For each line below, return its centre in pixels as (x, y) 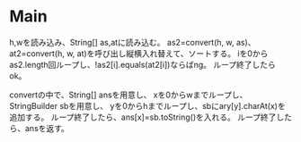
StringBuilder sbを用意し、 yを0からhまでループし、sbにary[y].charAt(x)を (147, 105)
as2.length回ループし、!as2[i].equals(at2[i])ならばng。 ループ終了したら (143, 64)
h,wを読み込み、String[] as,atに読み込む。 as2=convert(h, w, (122, 42)
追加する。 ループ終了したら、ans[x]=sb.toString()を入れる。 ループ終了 (143, 117)
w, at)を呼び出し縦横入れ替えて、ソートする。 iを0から (167, 53)
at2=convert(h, (37, 53)
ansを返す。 (47, 128)
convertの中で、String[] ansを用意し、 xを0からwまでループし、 (128, 95)
